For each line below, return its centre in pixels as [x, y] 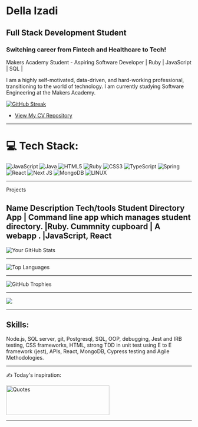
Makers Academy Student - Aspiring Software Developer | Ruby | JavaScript [99, 62]
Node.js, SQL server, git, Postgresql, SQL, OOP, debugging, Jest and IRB [94, 339]
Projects [16, 190]
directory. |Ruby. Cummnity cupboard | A [83, 226]
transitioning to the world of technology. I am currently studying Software [95, 86]
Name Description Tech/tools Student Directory [95, 208]
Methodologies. [25, 358]
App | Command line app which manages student [98, 218]
